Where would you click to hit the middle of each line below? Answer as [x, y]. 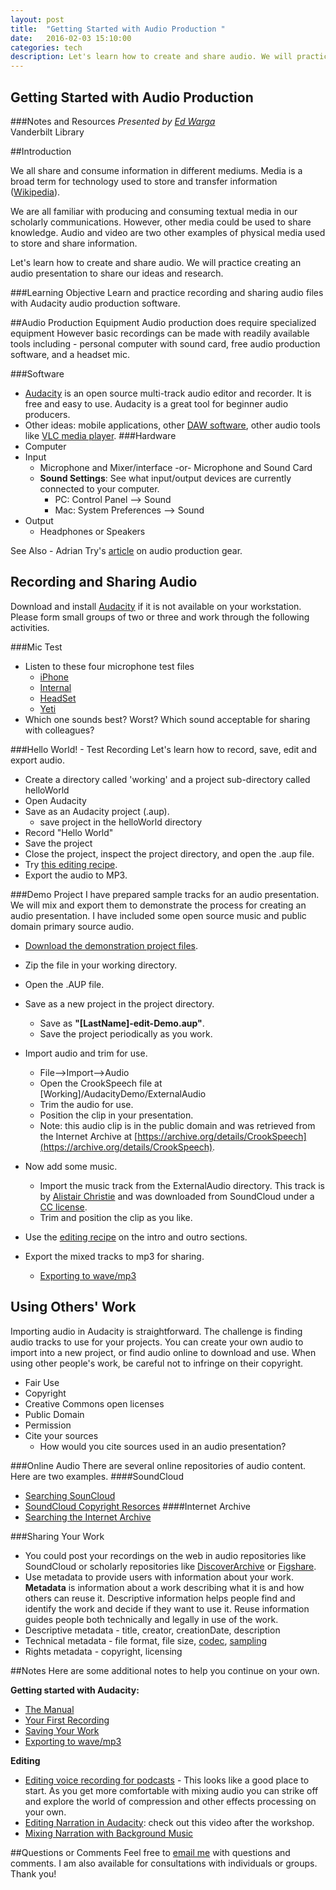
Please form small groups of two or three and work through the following [160, 617]
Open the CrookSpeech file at [101, 1083]
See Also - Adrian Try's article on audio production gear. [126, 550]
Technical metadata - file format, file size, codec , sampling [146, 1640]
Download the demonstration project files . [111, 945]
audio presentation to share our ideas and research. [117, 273]
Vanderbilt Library [47, 132]
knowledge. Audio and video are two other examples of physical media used [168, 232]
